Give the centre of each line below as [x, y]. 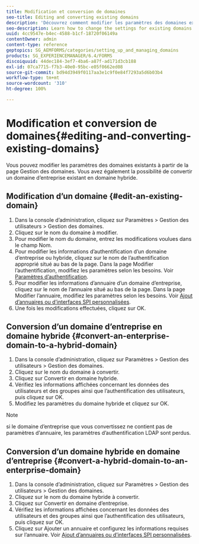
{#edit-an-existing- [146, 196]
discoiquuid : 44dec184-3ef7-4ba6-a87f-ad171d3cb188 [71, 61]
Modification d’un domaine [57, 196]
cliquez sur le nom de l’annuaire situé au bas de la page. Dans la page [100, 289]
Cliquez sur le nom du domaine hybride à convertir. [77, 497]
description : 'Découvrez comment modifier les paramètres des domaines [96, 23]
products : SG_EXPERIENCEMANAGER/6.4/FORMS [59, 56]
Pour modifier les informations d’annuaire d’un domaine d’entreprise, [98, 283]
